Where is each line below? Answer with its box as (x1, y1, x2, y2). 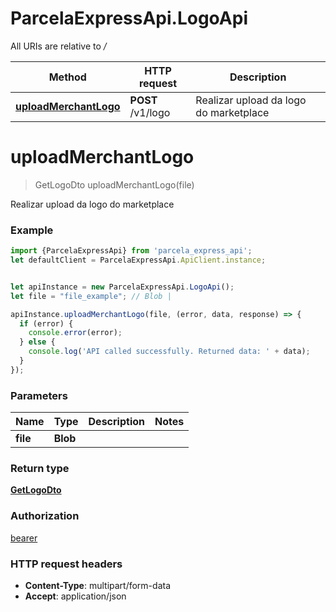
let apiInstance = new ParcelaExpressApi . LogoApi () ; (10, 282, 235, 292)
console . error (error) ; (28, 328, 123, 338)
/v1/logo (129, 105, 171, 119)
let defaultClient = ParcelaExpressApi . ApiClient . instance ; (10, 255, 267, 266)
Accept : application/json (24, 590, 127, 602)
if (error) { (19, 318, 74, 329)
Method (48, 70, 87, 84)
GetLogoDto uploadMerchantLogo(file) (34, 178, 195, 191)
